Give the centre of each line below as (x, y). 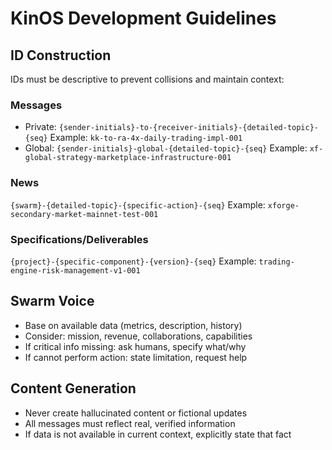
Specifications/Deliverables (79, 239)
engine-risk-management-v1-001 (75, 270)
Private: (40, 127)
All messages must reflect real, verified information (130, 423)
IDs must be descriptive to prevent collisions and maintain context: (147, 79)
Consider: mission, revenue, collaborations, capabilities (138, 336)
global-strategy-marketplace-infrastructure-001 (128, 158)
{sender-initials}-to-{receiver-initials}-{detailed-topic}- (188, 128)
